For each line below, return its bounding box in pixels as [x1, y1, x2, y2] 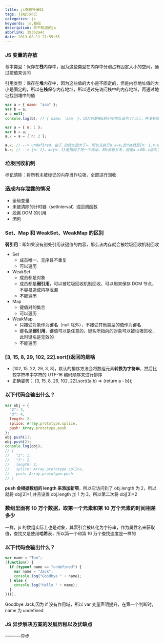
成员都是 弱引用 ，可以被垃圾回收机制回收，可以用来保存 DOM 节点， [19, 281, 156, 286]
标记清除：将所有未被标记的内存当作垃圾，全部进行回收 [5, 172, 116, 178]
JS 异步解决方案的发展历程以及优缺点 [5, 621, 93, 628]
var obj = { [5, 403, 29, 408]
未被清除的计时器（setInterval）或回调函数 [12, 204, 98, 209]
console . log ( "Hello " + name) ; [14, 583, 78, 588]
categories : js [5, 16, 36, 21]
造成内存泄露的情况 [5, 185, 50, 192]
